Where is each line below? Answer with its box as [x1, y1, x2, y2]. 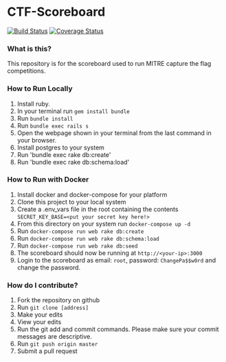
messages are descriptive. [16, 333, 93, 341]
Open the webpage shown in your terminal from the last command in [16, 128, 212, 137]
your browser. [16, 136, 57, 144]
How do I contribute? [7, 280, 78, 290]
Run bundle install [16, 114, 74, 122]
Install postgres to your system [16, 143, 105, 152]
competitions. [7, 67, 46, 75]
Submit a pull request [16, 347, 78, 355]
